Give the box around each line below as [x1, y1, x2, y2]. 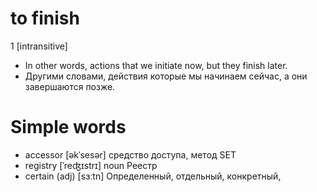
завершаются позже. [24, 80, 116, 92]
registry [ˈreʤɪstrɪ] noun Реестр [24, 159, 158, 171]
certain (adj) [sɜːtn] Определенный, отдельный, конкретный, [24, 170, 282, 182]
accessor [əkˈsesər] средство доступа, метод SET [24, 148, 237, 161]
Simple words [10, 116, 127, 139]
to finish [10, 7, 80, 30]
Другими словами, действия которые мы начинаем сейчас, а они [24, 70, 308, 82]
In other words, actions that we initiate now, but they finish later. [24, 59, 288, 71]
